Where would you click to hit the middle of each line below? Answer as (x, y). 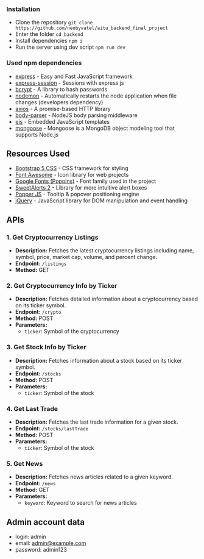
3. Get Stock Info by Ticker (46, 347)
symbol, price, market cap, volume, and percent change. (86, 257)
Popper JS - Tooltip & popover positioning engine (77, 194)
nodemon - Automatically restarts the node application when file (96, 96)
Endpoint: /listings (41, 263)
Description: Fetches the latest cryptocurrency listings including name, (104, 251)
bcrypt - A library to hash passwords (61, 89)
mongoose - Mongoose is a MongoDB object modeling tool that (95, 128)
